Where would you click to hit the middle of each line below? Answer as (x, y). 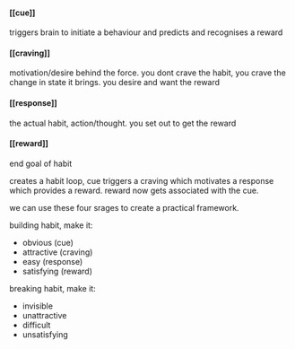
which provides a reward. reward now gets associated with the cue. (134, 190)
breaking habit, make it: (52, 288)
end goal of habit (41, 163)
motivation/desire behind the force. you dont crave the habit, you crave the (148, 73)
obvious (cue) (48, 242)
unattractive (44, 315)
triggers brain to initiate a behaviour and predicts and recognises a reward (146, 32)
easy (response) (52, 261)
